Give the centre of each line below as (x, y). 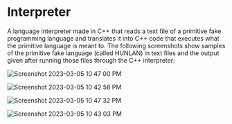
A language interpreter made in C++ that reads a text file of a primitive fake (114, 31)
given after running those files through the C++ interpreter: (91, 60)
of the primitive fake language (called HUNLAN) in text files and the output (113, 53)
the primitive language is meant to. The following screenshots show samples (116, 45)
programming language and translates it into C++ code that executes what (113, 38)
